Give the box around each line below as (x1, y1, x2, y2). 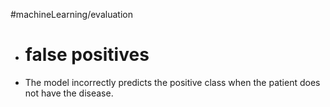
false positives (24, 44, 150, 66)
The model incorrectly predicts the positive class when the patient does (24, 76, 321, 88)
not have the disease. (24, 87, 114, 99)
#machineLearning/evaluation (10, 9, 133, 20)
